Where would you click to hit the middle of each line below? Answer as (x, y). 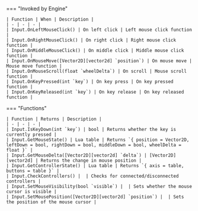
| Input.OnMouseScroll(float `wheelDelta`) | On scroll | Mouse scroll (96, 71)
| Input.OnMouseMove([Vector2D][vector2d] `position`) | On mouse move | (99, 61)
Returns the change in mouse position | (91, 161)
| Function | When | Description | (50, 20)
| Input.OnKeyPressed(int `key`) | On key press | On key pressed (90, 82)
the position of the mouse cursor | (51, 202)
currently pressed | (32, 135)
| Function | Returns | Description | (54, 119)
